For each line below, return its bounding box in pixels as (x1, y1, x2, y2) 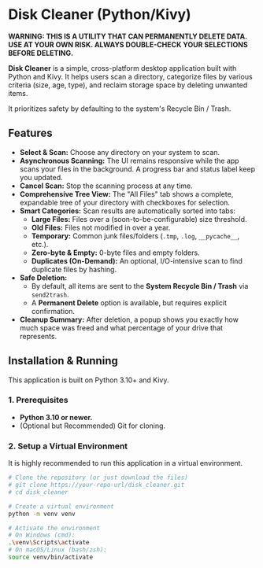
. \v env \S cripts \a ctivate (8, 539, 90, 547)
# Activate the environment (8, 524, 101, 532)
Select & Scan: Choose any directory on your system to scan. (19, 147, 220, 157)
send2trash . (31, 290, 69, 299)
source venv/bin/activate (8, 553, 93, 562)
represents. (19, 331, 57, 341)
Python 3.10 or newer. (19, 412, 93, 422)
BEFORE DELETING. (8, 48, 73, 57)
